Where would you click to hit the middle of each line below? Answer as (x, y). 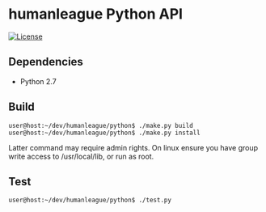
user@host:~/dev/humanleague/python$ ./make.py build (101, 125)
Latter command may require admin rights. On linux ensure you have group (133, 147)
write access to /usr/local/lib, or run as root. (81, 156)
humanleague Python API (96, 14)
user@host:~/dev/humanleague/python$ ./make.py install (104, 133)
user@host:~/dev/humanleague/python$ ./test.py (90, 200)
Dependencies (46, 62)
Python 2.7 (38, 81)
